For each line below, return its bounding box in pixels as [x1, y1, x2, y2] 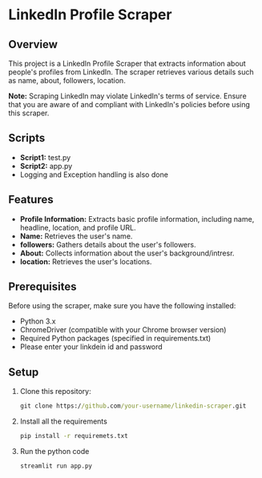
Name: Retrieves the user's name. [19, 231, 133, 241]
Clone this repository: [19, 387, 91, 396]
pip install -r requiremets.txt [19, 432, 128, 440]
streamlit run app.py [19, 462, 92, 470]
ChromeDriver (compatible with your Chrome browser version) [19, 325, 227, 335]
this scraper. [8, 108, 50, 118]
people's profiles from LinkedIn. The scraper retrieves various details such [8, 67, 254, 77]
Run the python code [19, 447, 90, 456]
